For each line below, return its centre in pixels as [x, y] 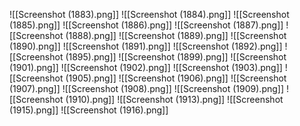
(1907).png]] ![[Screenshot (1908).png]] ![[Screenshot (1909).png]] [147, 88]
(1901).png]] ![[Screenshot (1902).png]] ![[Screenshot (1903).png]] [146, 67]
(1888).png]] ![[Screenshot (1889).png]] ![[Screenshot [176, 35]
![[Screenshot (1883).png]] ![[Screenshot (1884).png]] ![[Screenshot [149, 14]
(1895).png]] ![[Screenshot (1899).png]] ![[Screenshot [176, 57]
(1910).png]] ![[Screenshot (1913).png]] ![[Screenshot [174, 99]
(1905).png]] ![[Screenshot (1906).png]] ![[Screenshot [176, 78]
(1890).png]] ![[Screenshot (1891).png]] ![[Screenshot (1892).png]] [146, 46]
